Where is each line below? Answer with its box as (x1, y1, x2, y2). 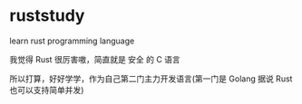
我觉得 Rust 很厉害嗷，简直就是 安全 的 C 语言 (9, 53, 181, 64)
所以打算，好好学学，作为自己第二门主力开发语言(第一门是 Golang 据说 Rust (9, 73, 293, 84)
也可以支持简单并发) (9, 84, 84, 95)
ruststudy (9, 5, 85, 26)
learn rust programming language (9, 35, 135, 46)
